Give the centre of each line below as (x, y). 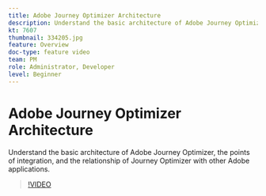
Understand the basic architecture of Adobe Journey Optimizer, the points (129, 152)
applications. (29, 169)
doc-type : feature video (49, 52)
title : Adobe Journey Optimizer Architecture (84, 15)
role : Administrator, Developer (61, 67)
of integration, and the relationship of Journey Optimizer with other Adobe (129, 160)
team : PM (23, 60)
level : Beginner (35, 74)
